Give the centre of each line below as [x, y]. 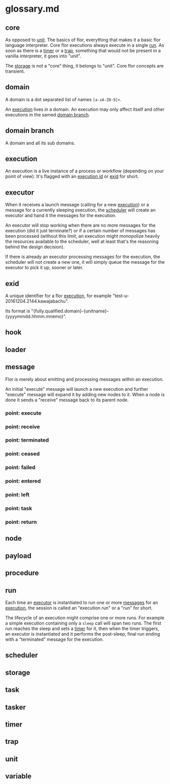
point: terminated [27, 440]
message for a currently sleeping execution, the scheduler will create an [80, 210]
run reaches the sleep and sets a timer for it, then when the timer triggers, [82, 629]
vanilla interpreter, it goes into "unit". [43, 56]
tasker [16, 707]
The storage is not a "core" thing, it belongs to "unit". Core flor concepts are [84, 66]
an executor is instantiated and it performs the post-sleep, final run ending [83, 634]
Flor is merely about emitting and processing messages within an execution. [84, 379]
